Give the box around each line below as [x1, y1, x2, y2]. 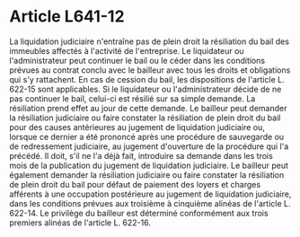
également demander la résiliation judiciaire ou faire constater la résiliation [9, 169, 285, 180]
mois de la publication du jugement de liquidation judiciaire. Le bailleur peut [9, 160, 289, 171]
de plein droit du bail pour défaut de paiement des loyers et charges [9, 179, 261, 189]
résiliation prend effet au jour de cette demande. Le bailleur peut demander [9, 102, 287, 113]
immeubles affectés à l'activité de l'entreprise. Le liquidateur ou [9, 45, 244, 56]
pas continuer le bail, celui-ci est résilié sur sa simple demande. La [9, 92, 256, 104]
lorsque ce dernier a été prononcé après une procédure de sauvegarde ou [9, 131, 285, 142]
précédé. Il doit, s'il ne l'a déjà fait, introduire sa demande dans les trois [9, 150, 274, 161]
